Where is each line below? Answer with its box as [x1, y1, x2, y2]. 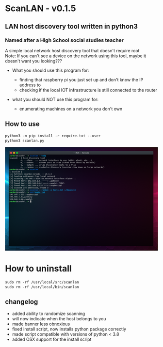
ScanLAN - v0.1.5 [5, 3, 76, 14]
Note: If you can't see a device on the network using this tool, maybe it [5, 53, 147, 59]
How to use [5, 120, 40, 128]
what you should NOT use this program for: [12, 96, 98, 102]
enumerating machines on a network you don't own [19, 106, 123, 111]
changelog [5, 298, 38, 306]
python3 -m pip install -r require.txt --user [5, 133, 101, 138]
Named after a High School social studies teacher [5, 37, 124, 44]
